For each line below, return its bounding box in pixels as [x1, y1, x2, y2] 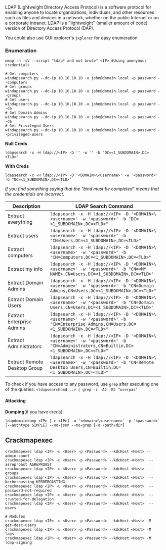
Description [12, 203, 41, 210]
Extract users [7, 232, 39, 239]
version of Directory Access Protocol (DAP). [5, 25, 95, 31]
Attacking [5, 398, 26, 403]
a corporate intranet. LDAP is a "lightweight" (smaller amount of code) [5, 20, 148, 26]
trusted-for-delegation [5, 497, 54, 502]
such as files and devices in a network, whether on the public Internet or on [5, 15, 159, 20]
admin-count [5, 453, 30, 458]
